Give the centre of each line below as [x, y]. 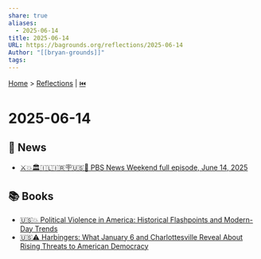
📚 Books [31, 196]
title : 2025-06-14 [39, 38]
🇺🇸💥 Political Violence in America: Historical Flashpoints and [121, 219]
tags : [17, 61]
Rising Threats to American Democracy [84, 246]
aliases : [23, 23]
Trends [46, 229]
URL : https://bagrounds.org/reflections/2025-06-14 [95, 45]
